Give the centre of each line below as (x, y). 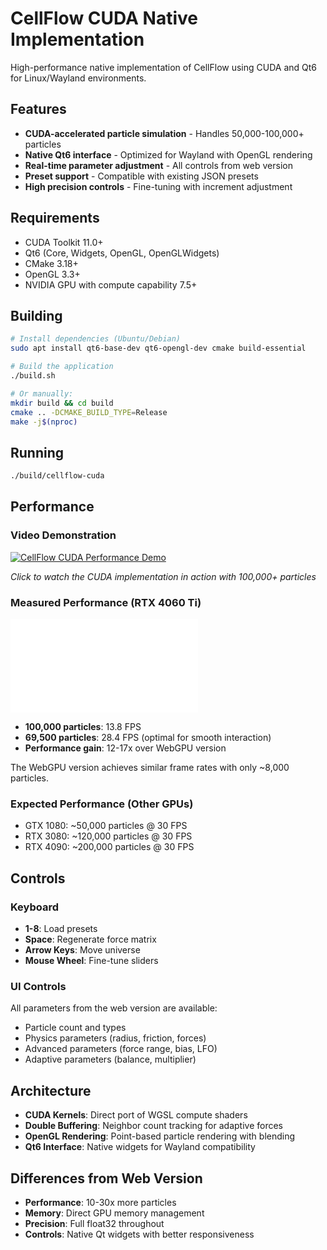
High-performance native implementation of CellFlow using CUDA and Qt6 (164, 67)
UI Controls (38, 986)
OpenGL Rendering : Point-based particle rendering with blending (160, 1136)
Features (38, 109)
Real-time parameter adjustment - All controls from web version (158, 165)
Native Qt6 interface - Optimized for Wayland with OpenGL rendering (168, 154)
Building (36, 315)
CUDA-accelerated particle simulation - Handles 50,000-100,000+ (164, 133)
